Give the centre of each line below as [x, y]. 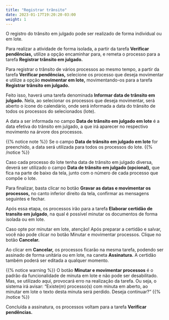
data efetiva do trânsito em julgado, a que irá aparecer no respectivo [77, 126]
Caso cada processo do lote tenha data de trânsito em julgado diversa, [79, 162]
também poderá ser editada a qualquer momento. [57, 260]
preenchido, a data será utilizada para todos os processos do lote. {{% [79, 147]
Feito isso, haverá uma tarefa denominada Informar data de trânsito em [80, 95]
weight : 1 [16, 19]
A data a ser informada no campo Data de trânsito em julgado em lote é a [83, 121]
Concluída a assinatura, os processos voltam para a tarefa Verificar [76, 307]
